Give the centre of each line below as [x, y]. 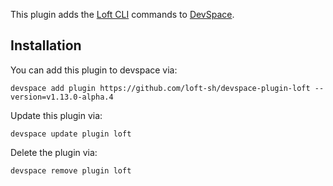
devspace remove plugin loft [71, 170]
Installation [46, 45]
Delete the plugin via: [54, 152]
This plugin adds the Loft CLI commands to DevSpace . [122, 14]
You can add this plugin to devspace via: [94, 70]
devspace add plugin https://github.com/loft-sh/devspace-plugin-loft [160, 88]
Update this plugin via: [56, 115]
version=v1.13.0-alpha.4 [62, 97]
